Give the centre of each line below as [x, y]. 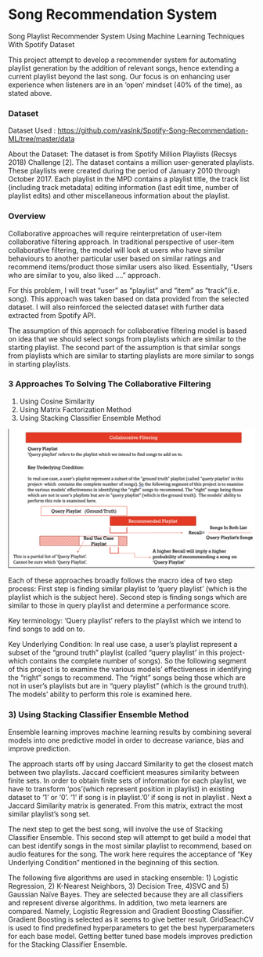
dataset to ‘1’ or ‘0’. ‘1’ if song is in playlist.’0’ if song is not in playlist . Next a [130, 797]
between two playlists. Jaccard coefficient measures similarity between [124, 772]
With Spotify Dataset [41, 44]
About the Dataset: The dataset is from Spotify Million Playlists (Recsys [122, 154]
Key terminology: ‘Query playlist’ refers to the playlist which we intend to [125, 621]
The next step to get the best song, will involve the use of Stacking [115, 829]
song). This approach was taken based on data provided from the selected [128, 298]
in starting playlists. [40, 363]
